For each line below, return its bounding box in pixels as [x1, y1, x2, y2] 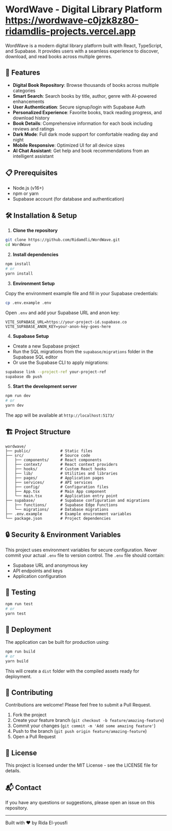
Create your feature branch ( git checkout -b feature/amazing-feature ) [12, 717, 164, 724]
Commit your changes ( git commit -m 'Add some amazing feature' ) [12, 722, 156, 729]
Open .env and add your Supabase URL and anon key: [5, 310, 120, 316]
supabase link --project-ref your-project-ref [5, 369, 106, 374]
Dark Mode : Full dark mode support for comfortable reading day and [12, 131, 158, 137]
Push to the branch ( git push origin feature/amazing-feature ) [12, 728, 147, 734]
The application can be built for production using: [5, 639, 110, 645]
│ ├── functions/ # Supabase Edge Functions [5, 502, 118, 508]
